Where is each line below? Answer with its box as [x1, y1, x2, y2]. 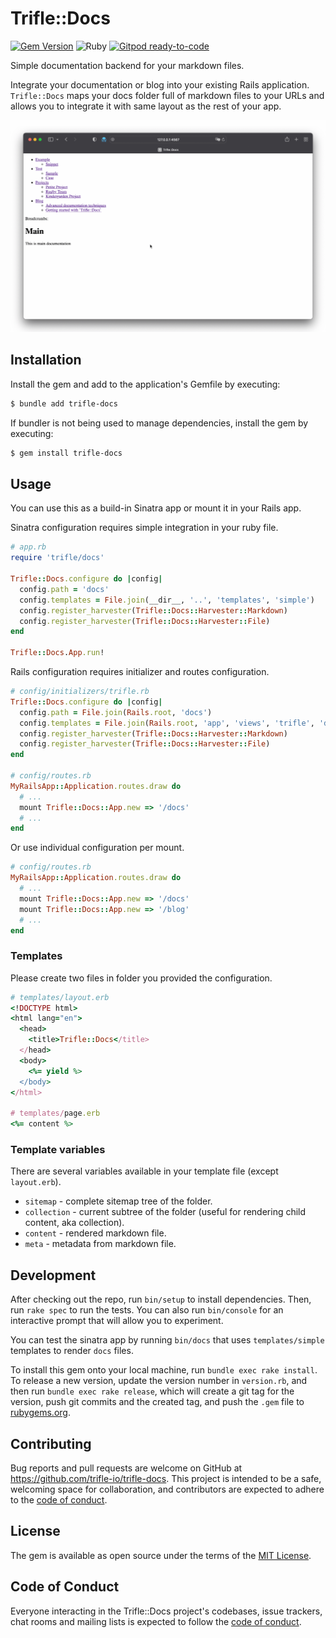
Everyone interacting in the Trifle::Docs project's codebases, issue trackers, [10, 1605, 323, 1617]
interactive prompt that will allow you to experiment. [10, 1315, 224, 1327]
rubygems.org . [10, 1407, 71, 1419]
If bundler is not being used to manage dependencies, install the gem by [10, 417, 309, 429]
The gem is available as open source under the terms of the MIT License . [10, 1549, 312, 1561]
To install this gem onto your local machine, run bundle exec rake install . [10, 1364, 318, 1376]
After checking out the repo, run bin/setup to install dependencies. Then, [10, 1293, 312, 1306]
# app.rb [10, 542, 47, 552]
